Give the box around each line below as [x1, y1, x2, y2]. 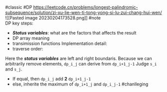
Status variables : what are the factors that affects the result [12, 30, 137, 35]
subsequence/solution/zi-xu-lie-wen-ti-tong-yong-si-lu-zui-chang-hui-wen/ [5, 9, 162, 15]
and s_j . [5, 66, 22, 72]
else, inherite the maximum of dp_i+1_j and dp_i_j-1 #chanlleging [12, 81, 149, 87]
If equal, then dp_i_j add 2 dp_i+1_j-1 [12, 76, 91, 81]
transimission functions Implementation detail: [12, 40, 107, 46]
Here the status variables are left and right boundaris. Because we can [5, 55, 152, 61]
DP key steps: [5, 20, 34, 26]
